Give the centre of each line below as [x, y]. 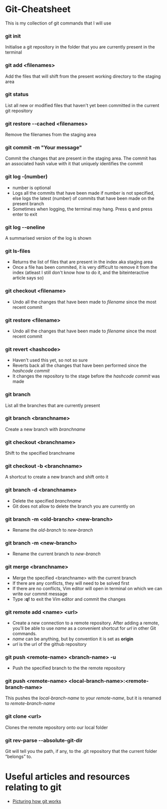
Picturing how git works [37, 801]
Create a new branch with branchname [45, 429]
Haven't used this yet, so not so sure [50, 360]
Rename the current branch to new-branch [56, 554]
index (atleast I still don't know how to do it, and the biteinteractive [81, 273]
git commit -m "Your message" [44, 148]
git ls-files [18, 251]
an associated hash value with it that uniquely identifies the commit [74, 164]
